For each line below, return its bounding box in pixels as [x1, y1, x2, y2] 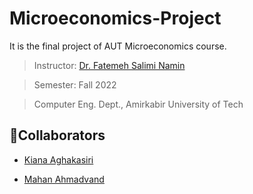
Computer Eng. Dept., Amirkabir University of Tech [33, 98, 244, 110]
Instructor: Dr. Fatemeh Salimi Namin [33, 59, 186, 71]
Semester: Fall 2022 [33, 78, 117, 91]
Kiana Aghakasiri [23, 153, 94, 166]
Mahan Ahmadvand [23, 173, 105, 185]
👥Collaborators [9, 127, 106, 144]
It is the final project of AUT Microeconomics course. [9, 40, 227, 52]
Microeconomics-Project [9, 7, 222, 30]
